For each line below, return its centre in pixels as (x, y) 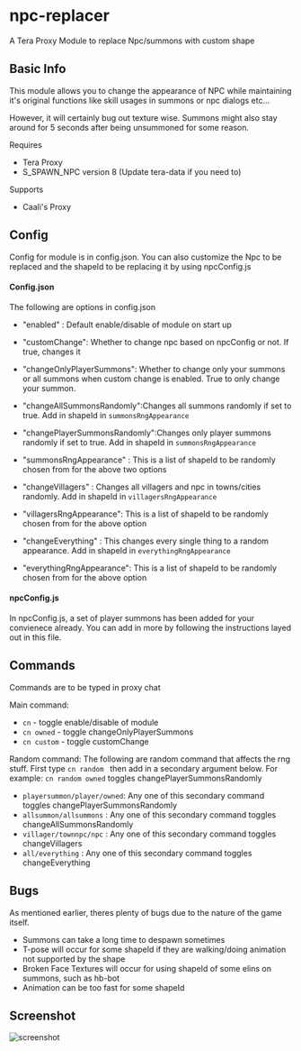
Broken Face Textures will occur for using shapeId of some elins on (147, 968)
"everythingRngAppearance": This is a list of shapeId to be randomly (149, 568)
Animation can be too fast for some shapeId (103, 987)
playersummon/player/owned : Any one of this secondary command (143, 795)
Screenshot (43, 1015)
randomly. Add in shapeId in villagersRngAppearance (120, 496)
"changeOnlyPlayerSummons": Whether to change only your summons (154, 369)
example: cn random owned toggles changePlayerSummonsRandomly (136, 778)
